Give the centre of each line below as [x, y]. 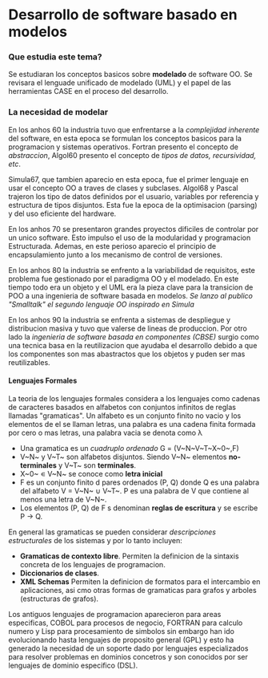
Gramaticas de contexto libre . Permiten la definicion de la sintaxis [129, 556]
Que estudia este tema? [55, 57]
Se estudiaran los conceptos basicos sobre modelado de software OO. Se [131, 75]
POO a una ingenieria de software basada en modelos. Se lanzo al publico [131, 295]
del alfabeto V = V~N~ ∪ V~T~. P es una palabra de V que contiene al [134, 490]
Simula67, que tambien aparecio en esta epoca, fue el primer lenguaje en [129, 179]
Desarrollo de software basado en [123, 15]
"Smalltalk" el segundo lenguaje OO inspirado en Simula [101, 304]
